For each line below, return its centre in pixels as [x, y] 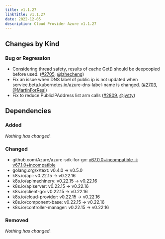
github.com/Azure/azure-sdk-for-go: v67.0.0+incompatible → [75, 159]
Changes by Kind [32, 44]
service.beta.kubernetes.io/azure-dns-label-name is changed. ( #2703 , [85, 85]
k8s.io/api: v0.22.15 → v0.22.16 [44, 175]
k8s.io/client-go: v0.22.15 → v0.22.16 [50, 191]
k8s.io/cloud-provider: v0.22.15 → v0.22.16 [56, 197]
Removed [17, 220]
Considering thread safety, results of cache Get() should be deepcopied [86, 69]
